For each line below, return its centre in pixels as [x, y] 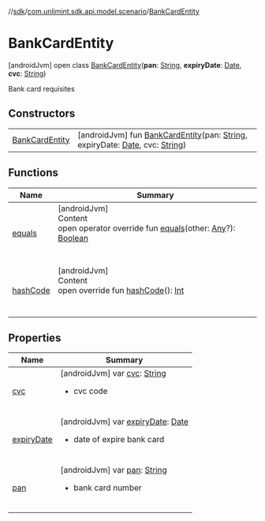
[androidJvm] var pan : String [114, 470]
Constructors [42, 114]
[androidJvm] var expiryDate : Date [125, 422]
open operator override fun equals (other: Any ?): [147, 228]
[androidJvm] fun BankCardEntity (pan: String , [162, 135]
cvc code [91, 392]
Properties [35, 337]
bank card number [108, 488]
